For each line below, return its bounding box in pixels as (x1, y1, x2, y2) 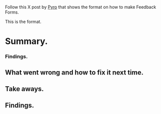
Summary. (5, 36, 48, 47)
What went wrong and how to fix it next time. (5, 68, 144, 76)
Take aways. (5, 85, 44, 93)
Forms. (5, 9, 19, 15)
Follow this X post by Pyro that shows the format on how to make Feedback (5, 4, 157, 10)
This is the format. (5, 19, 42, 24)
